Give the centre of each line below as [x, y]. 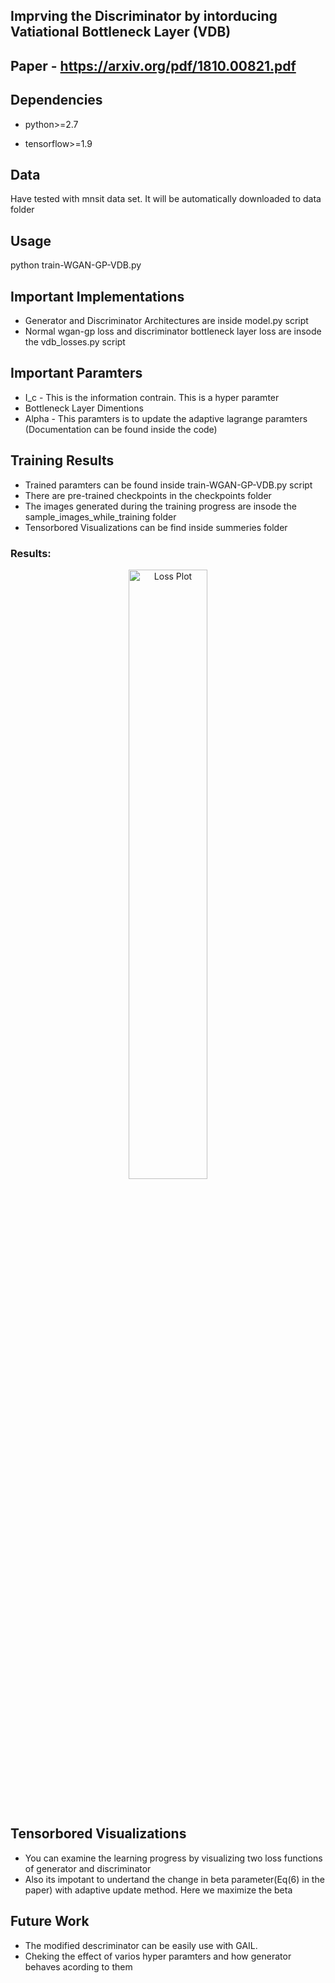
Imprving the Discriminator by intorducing [144, 16]
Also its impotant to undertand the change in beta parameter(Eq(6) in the [174, 1879]
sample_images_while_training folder [100, 516]
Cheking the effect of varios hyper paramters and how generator [158, 1956]
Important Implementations [97, 296]
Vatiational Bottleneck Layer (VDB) [121, 32]
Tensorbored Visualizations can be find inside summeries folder [156, 527]
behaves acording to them [78, 1966]
